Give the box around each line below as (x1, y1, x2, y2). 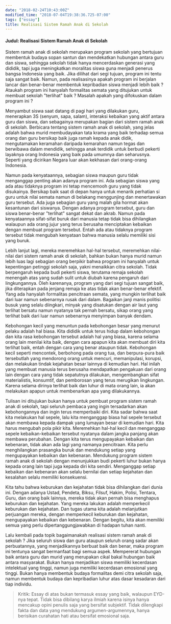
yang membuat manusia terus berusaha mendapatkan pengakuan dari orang (5, 366, 166, 372)
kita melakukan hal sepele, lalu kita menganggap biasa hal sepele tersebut (5, 414, 162, 421)
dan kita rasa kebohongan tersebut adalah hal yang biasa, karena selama (5, 334, 159, 340)
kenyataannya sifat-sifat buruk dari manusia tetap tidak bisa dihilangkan (5, 216, 157, 222)
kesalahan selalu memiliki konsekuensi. (5, 474, 88, 481)
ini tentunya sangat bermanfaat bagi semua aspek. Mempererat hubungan (5, 549, 161, 555)
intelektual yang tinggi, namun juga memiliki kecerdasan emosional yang (5, 565, 158, 571)
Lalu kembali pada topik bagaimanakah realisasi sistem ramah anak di (5, 532, 152, 538)
